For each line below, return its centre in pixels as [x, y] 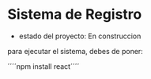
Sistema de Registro [75, 14]
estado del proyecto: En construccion [80, 36]
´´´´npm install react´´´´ [43, 66]
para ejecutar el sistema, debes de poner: [75, 51]
